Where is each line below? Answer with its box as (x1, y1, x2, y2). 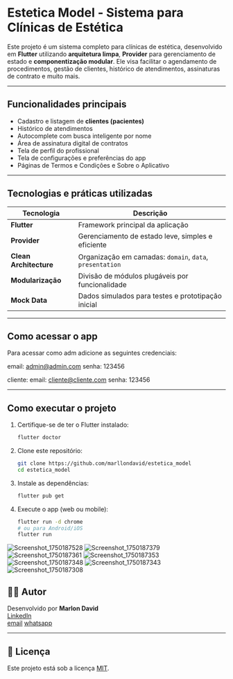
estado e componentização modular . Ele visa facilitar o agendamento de (7, 57, 217, 65)
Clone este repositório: (17, 447, 83, 455)
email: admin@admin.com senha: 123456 (7, 362, 125, 371)
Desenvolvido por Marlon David (7, 604, 99, 612)
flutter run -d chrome (17, 518, 83, 525)
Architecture (10, 260, 53, 270)
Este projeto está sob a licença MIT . (7, 664, 110, 672)
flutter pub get (17, 492, 64, 500)
